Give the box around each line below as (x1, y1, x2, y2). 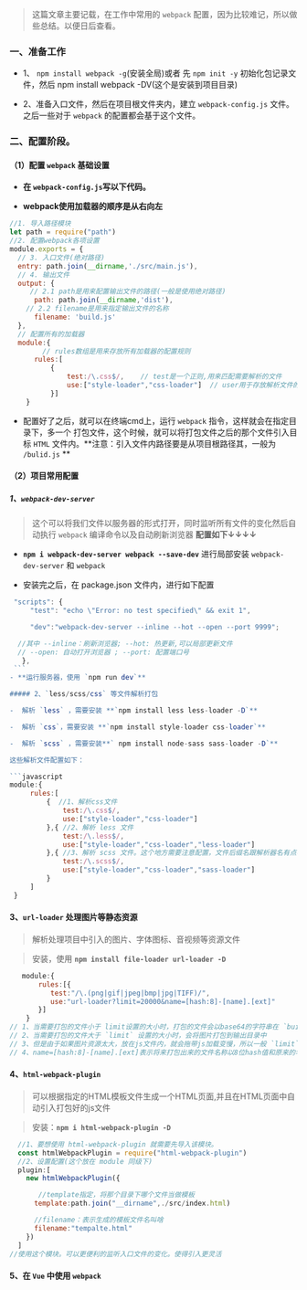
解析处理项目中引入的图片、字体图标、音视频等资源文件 (31, 934, 240, 945)
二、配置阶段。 (9, 135, 76, 148)
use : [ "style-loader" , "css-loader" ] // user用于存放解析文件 (67, 381, 294, 390)
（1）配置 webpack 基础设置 (9, 159, 110, 170)
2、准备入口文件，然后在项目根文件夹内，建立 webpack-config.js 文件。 (22, 99, 294, 110)
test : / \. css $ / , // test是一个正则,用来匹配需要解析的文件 (67, 372, 282, 382)
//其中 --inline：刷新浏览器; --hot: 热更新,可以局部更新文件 (17, 639, 233, 648)
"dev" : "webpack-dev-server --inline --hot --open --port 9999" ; (29, 622, 281, 631)
